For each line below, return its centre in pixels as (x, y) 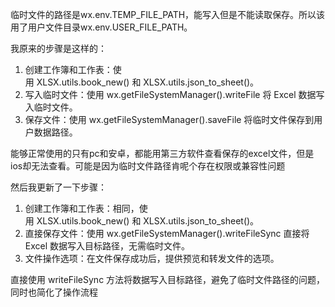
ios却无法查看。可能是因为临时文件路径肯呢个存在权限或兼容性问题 (148, 166)
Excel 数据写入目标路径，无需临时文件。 (107, 246)
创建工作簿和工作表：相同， (82, 208)
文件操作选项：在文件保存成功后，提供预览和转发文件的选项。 (152, 258)
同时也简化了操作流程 (54, 292)
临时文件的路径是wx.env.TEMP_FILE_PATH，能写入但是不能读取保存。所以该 (168, 14)
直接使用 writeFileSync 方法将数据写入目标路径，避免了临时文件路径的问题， (168, 279)
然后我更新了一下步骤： (58, 187)
